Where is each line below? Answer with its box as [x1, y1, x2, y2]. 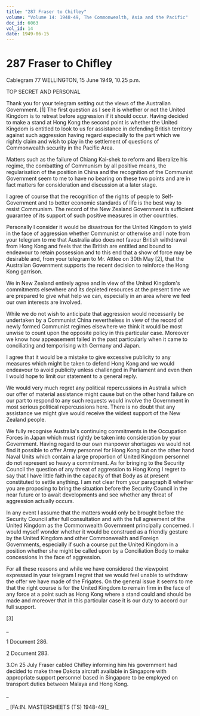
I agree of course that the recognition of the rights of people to [6, 193, 161, 200]
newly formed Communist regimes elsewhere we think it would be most [6, 323, 182, 330]
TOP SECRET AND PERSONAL [6, 88, 81, 96]
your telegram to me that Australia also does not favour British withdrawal [6, 236, 187, 243]
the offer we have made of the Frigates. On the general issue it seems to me [6, 578, 193, 585]
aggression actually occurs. [6, 498, 75, 505]
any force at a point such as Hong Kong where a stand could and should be [6, 590, 192, 598]
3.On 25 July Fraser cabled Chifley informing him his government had [6, 662, 177, 669]
